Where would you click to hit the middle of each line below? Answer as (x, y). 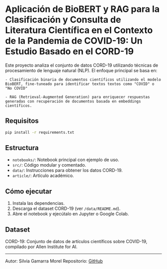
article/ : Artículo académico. (43, 176)
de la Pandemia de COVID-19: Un (74, 41)
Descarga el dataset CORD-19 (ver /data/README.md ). (66, 209)
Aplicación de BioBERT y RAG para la (83, 9)
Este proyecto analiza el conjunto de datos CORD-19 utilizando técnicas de (82, 65)
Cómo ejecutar (29, 191)
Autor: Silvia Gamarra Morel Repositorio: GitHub (54, 261)
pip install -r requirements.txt (40, 132)
